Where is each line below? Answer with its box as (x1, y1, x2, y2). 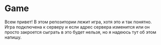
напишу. (4, 34, 22, 40)
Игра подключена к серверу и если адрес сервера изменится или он (4, 24, 150, 30)
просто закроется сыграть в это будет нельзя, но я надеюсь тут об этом (4, 29, 157, 35)
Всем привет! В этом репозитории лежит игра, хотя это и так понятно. (4, 19, 152, 25)
